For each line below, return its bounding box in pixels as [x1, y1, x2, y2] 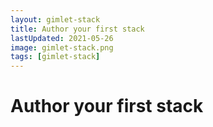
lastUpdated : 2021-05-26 [10, 33, 114, 43]
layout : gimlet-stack [10, 14, 101, 25]
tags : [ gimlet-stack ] [10, 52, 101, 62]
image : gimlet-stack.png [10, 42, 114, 53]
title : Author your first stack [10, 24, 145, 34]
